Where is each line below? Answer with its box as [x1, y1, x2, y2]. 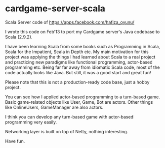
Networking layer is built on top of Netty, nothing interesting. [5, 128, 128, 134]
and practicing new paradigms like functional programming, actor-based [5, 59, 153, 65]
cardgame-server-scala [5, 3, 105, 14]
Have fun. [5, 138, 25, 144]
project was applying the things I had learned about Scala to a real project [5, 54, 156, 59]
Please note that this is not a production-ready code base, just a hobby [5, 79, 150, 85]
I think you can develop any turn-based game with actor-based [5, 114, 134, 119]
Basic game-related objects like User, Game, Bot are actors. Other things [5, 99, 153, 105]
